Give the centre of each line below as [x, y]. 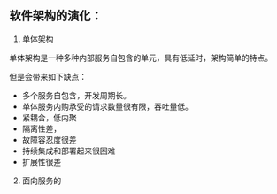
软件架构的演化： [56, 16]
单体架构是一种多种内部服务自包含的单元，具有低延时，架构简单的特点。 [141, 58]
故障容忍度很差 [49, 139]
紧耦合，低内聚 [49, 117]
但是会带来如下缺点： [48, 76]
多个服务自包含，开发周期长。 [76, 95]
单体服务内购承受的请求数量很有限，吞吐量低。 [107, 106]
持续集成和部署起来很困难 [69, 151]
